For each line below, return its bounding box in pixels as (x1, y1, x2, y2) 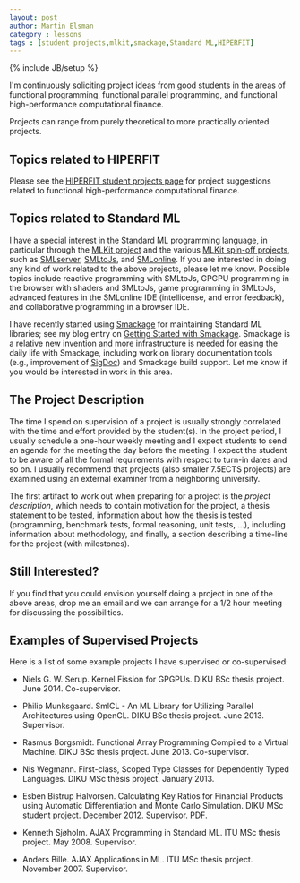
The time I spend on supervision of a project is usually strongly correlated (9, 416, 282, 426)
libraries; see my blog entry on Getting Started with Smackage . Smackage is (9, 328, 291, 339)
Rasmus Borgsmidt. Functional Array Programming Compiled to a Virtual (21, 737, 289, 748)
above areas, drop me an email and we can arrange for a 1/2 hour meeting (9, 597, 283, 608)
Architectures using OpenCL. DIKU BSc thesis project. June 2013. (21, 710, 264, 721)
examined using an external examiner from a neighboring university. (9, 473, 261, 484)
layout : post (9, 13, 58, 22)
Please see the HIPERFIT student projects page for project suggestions (9, 176, 271, 186)
